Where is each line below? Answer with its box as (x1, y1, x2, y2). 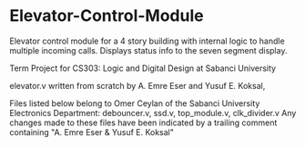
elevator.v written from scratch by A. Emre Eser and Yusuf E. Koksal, (9, 80, 266, 91)
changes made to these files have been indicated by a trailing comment (9, 117, 278, 128)
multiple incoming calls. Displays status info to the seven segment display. (9, 44, 288, 55)
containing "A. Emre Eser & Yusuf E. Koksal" (9, 126, 175, 137)
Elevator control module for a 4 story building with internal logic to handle (9, 35, 285, 46)
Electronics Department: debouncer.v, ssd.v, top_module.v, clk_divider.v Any (9, 107, 297, 118)
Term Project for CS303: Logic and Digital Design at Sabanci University (9, 63, 276, 73)
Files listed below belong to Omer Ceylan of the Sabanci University (9, 97, 260, 109)
